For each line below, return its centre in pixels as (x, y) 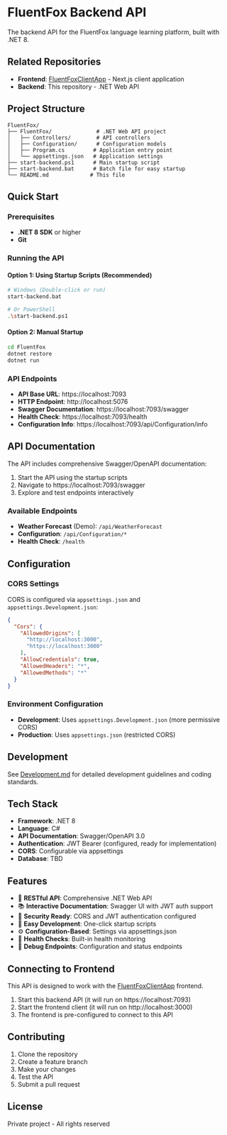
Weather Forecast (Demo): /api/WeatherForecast (90, 527)
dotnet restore (30, 353)
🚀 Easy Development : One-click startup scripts (87, 924)
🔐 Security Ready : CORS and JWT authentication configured (107, 916)
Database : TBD (40, 859)
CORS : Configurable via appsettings (71, 851)
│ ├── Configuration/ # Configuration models (87, 144)
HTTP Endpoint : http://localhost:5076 (73, 401)
